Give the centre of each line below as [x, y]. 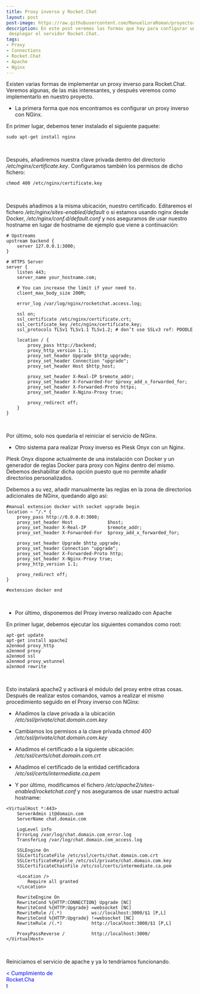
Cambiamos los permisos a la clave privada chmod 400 [83, 732]
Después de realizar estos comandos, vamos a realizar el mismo [85, 696]
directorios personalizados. [40, 478]
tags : [13, 39]
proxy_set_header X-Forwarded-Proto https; [82, 387]
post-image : [21, 23]
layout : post [22, 17]
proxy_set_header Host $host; [70, 522]
